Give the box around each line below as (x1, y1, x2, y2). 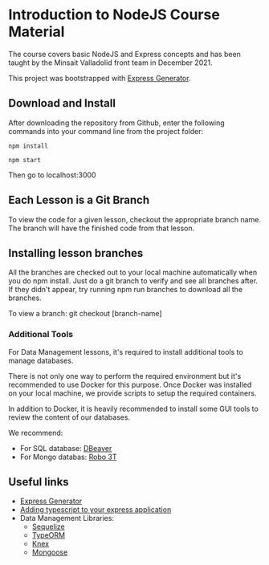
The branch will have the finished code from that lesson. (8, 223, 195, 233)
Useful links (8, 475, 70, 489)
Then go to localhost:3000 (8, 170, 96, 180)
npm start (8, 156, 42, 164)
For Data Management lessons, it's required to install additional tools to (8, 347, 243, 356)
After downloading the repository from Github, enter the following (8, 118, 225, 128)
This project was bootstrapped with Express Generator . (8, 73, 191, 83)
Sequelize (31, 522, 66, 531)
